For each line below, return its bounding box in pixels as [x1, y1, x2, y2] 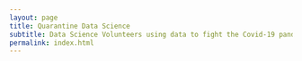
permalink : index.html [9, 38, 94, 48]
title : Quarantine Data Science [9, 22, 130, 30]
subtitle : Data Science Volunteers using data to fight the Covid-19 [9, 30, 276, 39]
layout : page [9, 13, 58, 22]
